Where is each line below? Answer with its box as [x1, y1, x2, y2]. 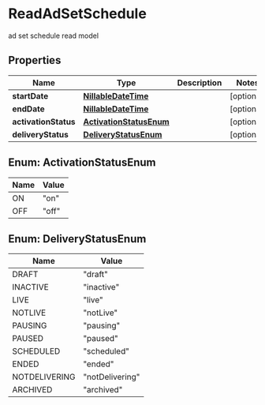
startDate [12, 90, 49, 101]
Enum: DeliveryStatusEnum [8, 232, 147, 246]
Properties [8, 54, 62, 67]
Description [177, 77, 222, 88]
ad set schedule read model [8, 31, 99, 40]
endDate [12, 103, 45, 114]
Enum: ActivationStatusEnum [8, 156, 156, 170]
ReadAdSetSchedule [8, 5, 147, 23]
